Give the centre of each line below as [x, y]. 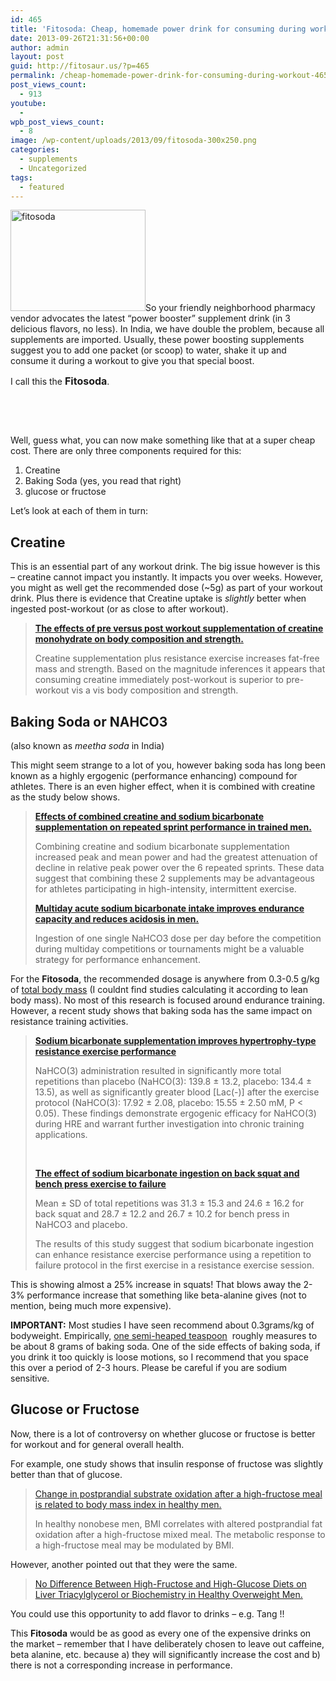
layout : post [37, 57]
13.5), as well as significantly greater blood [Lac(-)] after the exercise [177, 1092]
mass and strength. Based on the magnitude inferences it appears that [180, 669]
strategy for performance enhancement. [117, 959]
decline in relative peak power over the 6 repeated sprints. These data [179, 867]
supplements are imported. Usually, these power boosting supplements [157, 340]
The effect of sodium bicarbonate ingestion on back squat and [167, 1173]
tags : [21, 177]
